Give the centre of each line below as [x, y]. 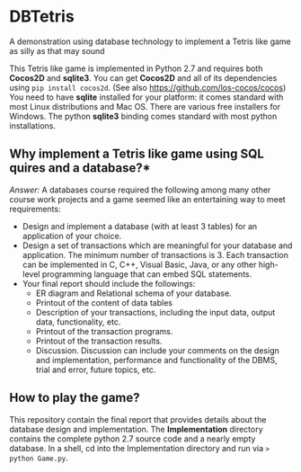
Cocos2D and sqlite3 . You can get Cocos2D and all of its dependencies [143, 77]
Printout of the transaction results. [99, 341]
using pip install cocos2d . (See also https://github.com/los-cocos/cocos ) [148, 87]
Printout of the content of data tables [104, 302]
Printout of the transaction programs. [104, 331]
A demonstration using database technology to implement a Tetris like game [150, 41]
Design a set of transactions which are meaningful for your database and [157, 245]
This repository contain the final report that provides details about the [138, 419]
